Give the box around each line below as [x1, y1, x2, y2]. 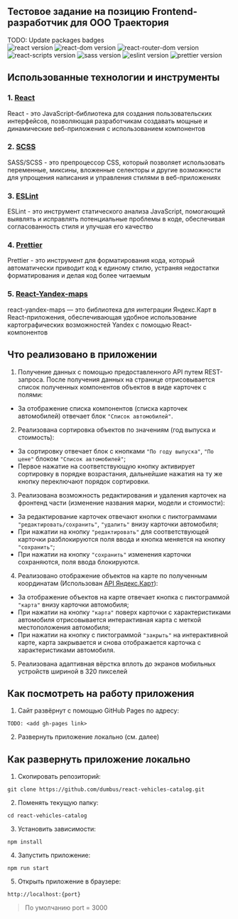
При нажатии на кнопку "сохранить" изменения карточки [17, 550, 192, 558]
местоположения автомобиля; [17, 623, 111, 631]
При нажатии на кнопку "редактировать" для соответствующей [17, 527, 210, 536]
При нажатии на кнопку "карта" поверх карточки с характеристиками [17, 608, 231, 616]
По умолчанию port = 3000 [24, 903, 108, 912]
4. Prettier [7, 240, 43, 250]
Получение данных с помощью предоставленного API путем [17, 367, 203, 376]
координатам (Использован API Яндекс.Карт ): [17, 579, 158, 587]
